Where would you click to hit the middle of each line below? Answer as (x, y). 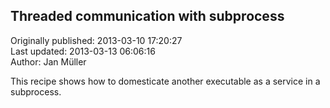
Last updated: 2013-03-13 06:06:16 (83, 51)
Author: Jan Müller (48, 61)
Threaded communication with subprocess (147, 16)
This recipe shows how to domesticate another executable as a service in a (165, 81)
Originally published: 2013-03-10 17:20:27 (96, 40)
